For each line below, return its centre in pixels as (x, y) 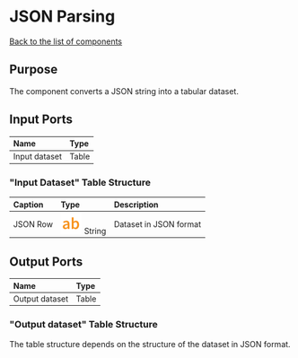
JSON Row (33, 224)
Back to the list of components (66, 41)
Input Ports (41, 120)
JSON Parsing (62, 17)
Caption (28, 205)
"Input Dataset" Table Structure (80, 182)
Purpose (34, 70)
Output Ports (46, 262)
